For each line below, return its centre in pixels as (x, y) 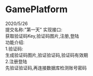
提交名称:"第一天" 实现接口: (34, 30)
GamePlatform (36, 9)
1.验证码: (14, 48)
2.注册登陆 (16, 61)
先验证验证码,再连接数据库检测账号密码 (46, 68)
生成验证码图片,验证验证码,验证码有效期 (47, 55)
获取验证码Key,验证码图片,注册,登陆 (42, 36)
